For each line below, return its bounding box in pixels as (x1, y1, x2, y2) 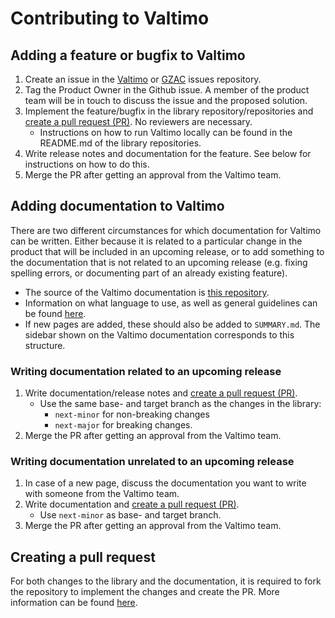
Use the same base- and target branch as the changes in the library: (39, 398, 322, 410)
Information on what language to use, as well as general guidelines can (24, 297, 318, 309)
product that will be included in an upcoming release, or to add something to (10, 245, 325, 257)
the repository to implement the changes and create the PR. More (10, 586, 280, 598)
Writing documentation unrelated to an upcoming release (10, 455, 295, 469)
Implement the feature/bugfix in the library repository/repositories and (24, 105, 314, 117)
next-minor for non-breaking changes (54, 408, 210, 421)
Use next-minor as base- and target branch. (39, 509, 222, 521)
